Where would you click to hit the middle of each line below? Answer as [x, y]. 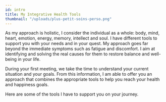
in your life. [29, 59]
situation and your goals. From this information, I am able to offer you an [79, 74]
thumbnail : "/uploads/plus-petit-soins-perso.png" [58, 19]
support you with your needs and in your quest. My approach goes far [77, 44]
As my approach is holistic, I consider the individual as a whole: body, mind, [82, 33]
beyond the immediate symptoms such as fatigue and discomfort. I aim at [80, 49]
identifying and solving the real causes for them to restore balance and [78, 54]
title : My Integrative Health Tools [43, 14]
